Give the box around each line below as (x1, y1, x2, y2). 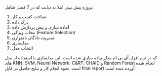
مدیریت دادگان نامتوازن (11, 35, 55, 40)
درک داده (11, 19, 29, 25)
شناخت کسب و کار (11, 14, 47, 19)
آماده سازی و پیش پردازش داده (11, 24, 70, 30)
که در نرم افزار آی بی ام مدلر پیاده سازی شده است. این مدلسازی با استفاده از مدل (4, 55, 158, 61)
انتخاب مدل (11, 45, 33, 51)
